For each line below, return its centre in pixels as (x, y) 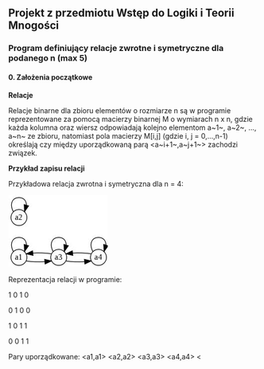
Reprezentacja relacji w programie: (65, 279)
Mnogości (34, 26)
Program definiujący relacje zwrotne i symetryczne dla (116, 49)
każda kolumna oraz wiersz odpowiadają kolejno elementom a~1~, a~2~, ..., (132, 128)
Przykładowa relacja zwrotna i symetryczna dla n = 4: (96, 183)
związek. (23, 153)
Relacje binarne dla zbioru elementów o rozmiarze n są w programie (120, 110)
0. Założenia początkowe (50, 77)
